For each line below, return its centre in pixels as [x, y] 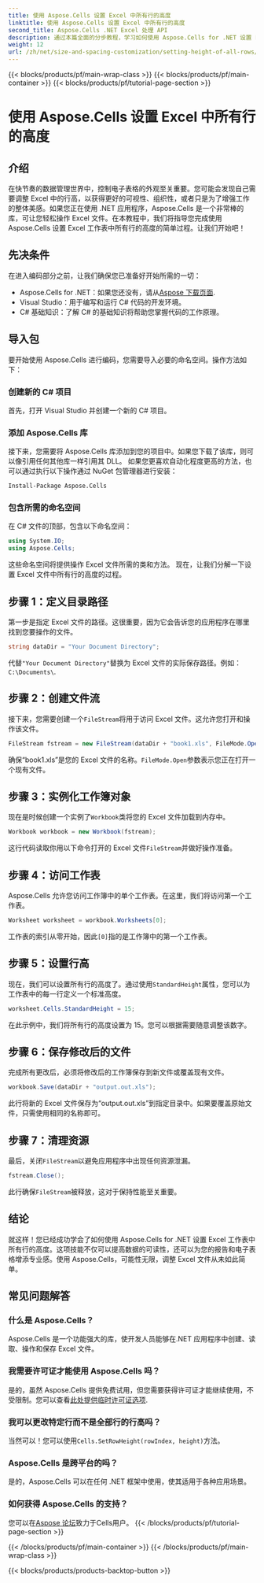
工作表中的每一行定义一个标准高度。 [67, 993]
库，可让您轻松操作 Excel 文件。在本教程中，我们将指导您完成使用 [115, 218]
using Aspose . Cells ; [42, 549]
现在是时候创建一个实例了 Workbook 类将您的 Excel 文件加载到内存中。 [119, 817]
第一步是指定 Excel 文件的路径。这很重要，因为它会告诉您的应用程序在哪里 [129, 622]
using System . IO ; [37, 541]
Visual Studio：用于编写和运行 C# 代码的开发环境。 [103, 302]
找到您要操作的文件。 [42, 631]
